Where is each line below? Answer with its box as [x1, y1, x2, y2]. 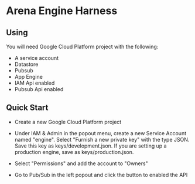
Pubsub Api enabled [14, 86, 64, 92]
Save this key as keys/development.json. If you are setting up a [14, 142, 167, 149]
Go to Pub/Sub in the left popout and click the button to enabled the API [14, 171, 188, 178]
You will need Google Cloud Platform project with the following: [6, 43, 159, 50]
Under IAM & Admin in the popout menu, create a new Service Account [14, 129, 186, 136]
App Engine [14, 73, 43, 80]
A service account [14, 55, 59, 61]
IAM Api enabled [14, 79, 55, 86]
